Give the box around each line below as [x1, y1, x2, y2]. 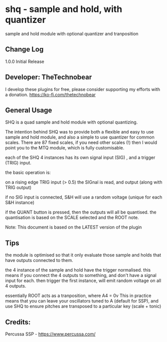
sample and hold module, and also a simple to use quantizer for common [5, 134, 155, 140]
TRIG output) [5, 184, 31, 190]
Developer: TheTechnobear [5, 73, 92, 81]
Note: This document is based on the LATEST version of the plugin [5, 224, 142, 230]
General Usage [5, 106, 52, 114]
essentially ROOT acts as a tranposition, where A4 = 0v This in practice [5, 292, 152, 298]
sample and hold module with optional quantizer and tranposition [5, 30, 139, 36]
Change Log [5, 45, 44, 53]
